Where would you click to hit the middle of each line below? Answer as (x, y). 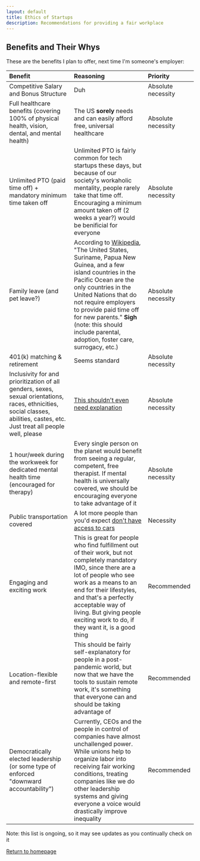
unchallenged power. (103, 744)
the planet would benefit (108, 451)
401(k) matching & (36, 357)
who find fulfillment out (106, 545)
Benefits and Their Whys (53, 47)
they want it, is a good (105, 627)
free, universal (94, 126)
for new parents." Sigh (106, 317)
